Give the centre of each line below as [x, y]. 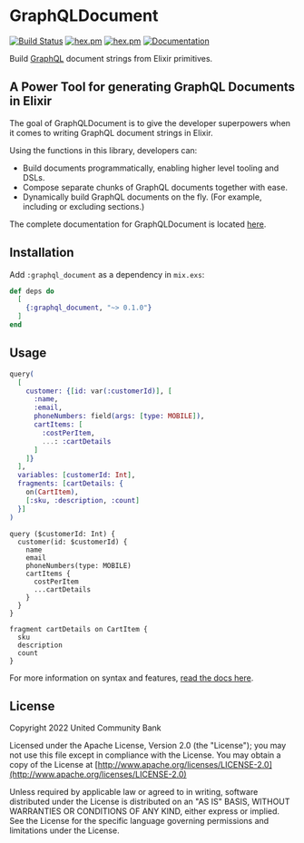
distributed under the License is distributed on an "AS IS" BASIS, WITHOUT [150, 802]
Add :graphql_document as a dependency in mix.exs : [107, 274]
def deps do [32, 291]
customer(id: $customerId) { [73, 542]
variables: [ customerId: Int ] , [77, 475]
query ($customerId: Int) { [63, 534]
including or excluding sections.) [83, 206]
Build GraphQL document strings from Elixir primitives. [111, 58]
